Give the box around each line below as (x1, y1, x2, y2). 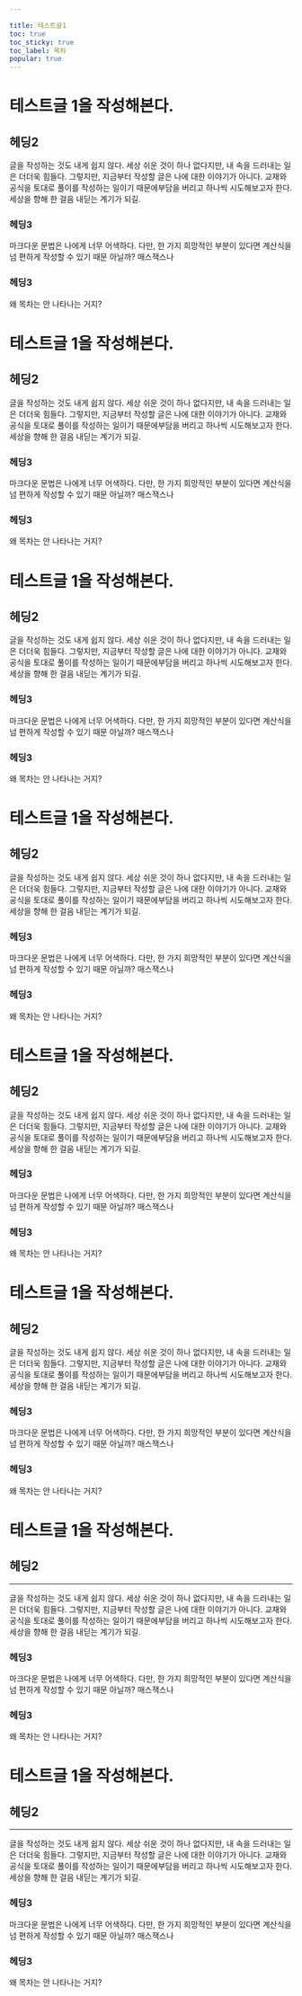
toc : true (9, 29, 47, 39)
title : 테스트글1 (9, 21, 67, 30)
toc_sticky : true (9, 38, 75, 47)
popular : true (9, 55, 63, 64)
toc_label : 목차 (9, 46, 67, 55)
